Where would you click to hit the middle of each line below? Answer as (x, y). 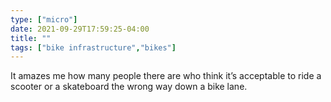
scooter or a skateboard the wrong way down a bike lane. (129, 87)
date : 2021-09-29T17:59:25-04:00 (80, 29)
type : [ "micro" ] (44, 19)
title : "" (31, 38)
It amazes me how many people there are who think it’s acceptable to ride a (166, 76)
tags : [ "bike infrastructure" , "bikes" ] (93, 47)
